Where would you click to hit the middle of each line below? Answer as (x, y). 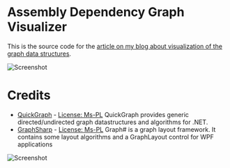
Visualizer (37, 27)
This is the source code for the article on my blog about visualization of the (115, 46)
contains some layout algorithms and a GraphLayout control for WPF (116, 137)
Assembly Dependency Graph (96, 12)
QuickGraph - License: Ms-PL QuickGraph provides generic (103, 114)
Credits (29, 96)
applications (35, 144)
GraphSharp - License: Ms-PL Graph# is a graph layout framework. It (116, 129)
